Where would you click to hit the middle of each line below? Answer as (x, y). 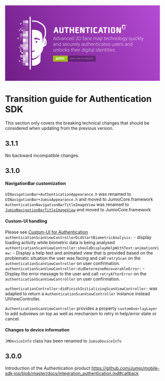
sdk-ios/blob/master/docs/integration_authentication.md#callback (72, 373)
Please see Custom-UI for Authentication (47, 232)
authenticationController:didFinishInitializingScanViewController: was (81, 288)
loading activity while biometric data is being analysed (60, 242)
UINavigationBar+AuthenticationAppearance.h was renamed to (68, 194)
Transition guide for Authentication (79, 99)
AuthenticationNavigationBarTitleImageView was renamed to (67, 204)
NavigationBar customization (36, 183)
